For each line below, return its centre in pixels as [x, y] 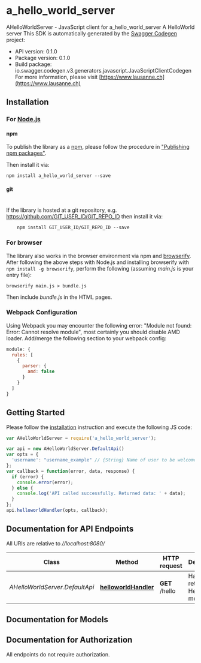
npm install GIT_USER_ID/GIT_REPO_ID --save [73, 228]
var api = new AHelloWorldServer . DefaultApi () [65, 449]
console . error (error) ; [45, 482]
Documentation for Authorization [69, 640]
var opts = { [22, 454]
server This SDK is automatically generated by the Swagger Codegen [92, 33]
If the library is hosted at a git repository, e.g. [62, 210]
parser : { [34, 366]
